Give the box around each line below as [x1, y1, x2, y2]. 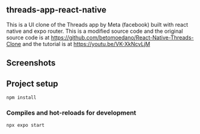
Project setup [6, 78, 59, 89]
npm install [6, 95, 36, 101]
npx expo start [6, 122, 45, 129]
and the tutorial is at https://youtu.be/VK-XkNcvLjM [22, 40, 151, 47]
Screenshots [6, 58, 56, 69]
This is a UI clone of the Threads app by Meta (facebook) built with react [6, 21, 188, 28]
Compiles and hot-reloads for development [6, 109, 137, 117]
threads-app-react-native [6, 5, 106, 15]
